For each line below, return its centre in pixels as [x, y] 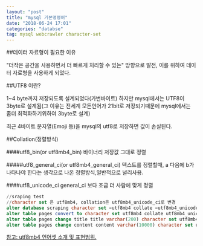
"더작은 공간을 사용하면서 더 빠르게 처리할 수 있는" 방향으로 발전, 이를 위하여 [96, 65]
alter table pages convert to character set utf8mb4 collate [85, 213]
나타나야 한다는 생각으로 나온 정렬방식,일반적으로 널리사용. [75, 172]
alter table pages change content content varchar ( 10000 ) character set [100, 225]
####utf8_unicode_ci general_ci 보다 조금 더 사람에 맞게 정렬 [80, 186]
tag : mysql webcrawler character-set [54, 34]
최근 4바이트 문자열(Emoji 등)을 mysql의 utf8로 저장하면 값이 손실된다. [89, 126]
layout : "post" [25, 12]
